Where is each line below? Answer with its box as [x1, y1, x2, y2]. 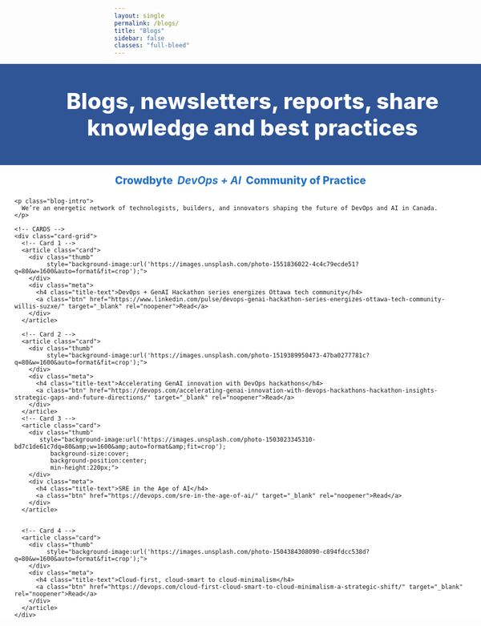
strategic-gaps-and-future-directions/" [14, 394, 152, 402]
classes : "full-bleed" [114, 42, 190, 50]
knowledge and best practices [87, 114, 418, 142]
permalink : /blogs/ [114, 19, 180, 27]
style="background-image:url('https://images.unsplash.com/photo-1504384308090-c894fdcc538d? [46, 548, 370, 556]
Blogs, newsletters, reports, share [66, 87, 439, 115]
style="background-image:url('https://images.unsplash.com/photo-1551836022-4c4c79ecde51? [46, 260, 360, 269]
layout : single [114, 11, 165, 20]
